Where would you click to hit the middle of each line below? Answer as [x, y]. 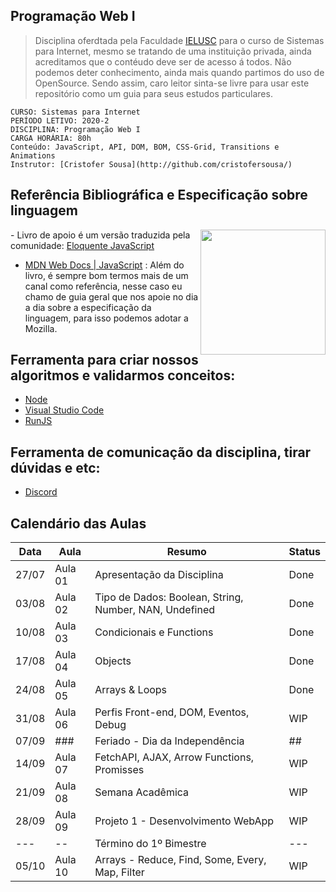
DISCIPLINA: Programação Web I [75, 129]
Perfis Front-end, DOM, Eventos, [172, 712]
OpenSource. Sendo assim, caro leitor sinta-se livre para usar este [172, 83]
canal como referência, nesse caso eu [103, 286]
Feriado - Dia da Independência [169, 741]
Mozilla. [41, 328]
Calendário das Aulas [78, 523]
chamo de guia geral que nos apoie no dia [111, 296]
